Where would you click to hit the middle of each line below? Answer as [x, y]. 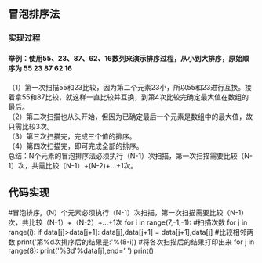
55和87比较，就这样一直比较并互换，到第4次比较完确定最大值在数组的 [135, 97]
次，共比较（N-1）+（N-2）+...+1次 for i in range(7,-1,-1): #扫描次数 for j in [128, 222]
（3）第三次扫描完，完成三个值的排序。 [72, 136]
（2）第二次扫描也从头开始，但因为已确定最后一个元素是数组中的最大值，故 [131, 117]
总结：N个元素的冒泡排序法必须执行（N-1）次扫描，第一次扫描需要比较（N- [131, 156]
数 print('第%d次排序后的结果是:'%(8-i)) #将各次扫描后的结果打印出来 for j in [131, 242]
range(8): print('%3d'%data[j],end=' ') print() [81, 251]
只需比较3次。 [31, 126]
